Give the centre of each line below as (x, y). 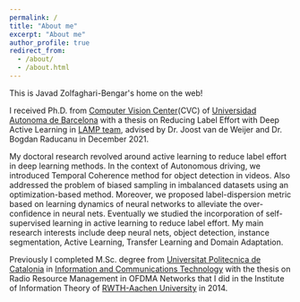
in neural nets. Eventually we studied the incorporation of (159, 213)
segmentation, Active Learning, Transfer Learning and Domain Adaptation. (146, 242)
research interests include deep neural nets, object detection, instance (140, 232)
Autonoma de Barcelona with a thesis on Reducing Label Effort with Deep (145, 120)
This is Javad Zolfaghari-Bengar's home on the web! (106, 93)
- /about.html (43, 68)
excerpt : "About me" (48, 34)
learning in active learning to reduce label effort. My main (158, 223)
